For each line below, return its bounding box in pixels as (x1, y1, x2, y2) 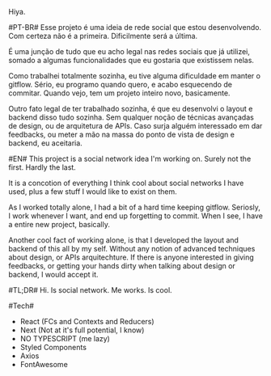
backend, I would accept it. (8, 270, 99, 279)
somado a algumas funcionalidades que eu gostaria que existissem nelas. (8, 56, 255, 65)
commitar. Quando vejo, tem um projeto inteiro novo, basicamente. (8, 88, 231, 98)
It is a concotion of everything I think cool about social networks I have (8, 178, 244, 188)
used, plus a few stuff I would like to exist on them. (8, 187, 178, 196)
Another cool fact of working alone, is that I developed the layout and (8, 235, 239, 245)
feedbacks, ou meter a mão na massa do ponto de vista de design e (8, 129, 235, 139)
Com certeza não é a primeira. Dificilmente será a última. (8, 32, 198, 40)
